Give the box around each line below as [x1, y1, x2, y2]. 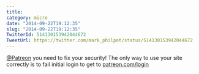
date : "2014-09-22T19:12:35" [6, 20, 81, 26]
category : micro [6, 15, 48, 21]
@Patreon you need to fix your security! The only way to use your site [6, 54, 182, 61]
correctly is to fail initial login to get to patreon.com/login [6, 61, 149, 68]
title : [6, 9, 23, 15]
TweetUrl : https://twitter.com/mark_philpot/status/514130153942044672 [6, 37, 193, 43]
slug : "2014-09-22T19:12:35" [6, 26, 81, 32]
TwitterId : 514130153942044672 [6, 32, 86, 38]
